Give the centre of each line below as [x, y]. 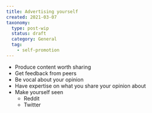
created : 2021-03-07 [32, 17]
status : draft [29, 34]
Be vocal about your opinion [49, 79]
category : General [34, 39]
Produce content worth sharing [53, 67]
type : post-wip [30, 28]
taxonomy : [18, 22]
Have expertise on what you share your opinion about [80, 86]
